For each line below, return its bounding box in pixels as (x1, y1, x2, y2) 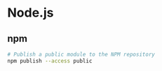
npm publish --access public (7, 57, 93, 64)
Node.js (7, 5, 54, 21)
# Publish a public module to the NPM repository (7, 51, 156, 58)
